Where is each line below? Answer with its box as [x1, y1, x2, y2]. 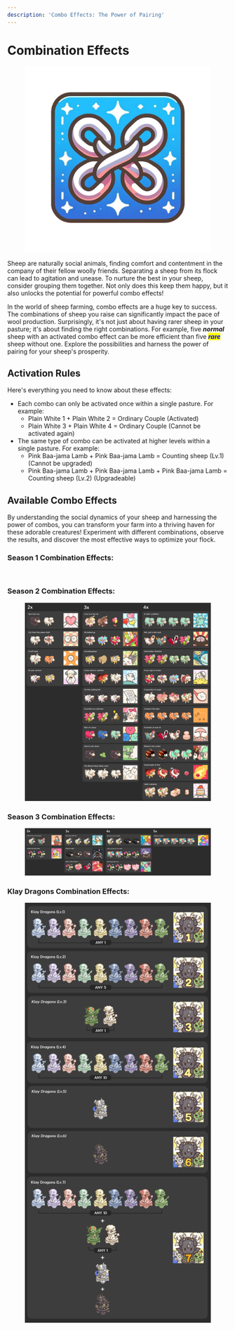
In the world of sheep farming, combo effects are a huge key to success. [7, 302, 217, 311]
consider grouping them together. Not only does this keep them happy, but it [7, 281, 229, 290]
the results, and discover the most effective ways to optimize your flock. [7, 535, 216, 544]
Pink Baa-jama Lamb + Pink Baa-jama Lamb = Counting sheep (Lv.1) [27, 452, 224, 460]
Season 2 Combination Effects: [7, 586, 116, 596]
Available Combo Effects [7, 495, 117, 506]
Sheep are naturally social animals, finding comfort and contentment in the [7, 259, 223, 267]
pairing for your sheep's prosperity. [7, 347, 110, 356]
